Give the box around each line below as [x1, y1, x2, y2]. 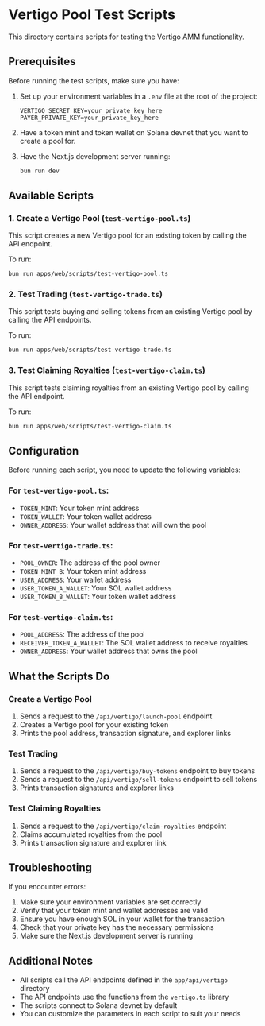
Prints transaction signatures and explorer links [19, 783, 175, 792]
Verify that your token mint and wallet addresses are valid [19, 906, 209, 916]
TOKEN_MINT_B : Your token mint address [19, 566, 147, 575]
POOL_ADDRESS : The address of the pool [19, 629, 145, 639]
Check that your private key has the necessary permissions [19, 923, 214, 932]
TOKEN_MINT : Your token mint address [19, 503, 140, 513]
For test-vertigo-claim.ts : [8, 611, 113, 622]
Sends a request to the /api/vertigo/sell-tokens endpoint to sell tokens [19, 775, 258, 784]
